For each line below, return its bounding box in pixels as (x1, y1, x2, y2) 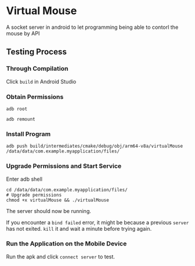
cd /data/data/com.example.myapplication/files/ (6, 187, 128, 192)
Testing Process (6, 47, 67, 57)
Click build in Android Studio (6, 78, 77, 85)
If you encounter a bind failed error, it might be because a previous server (6, 219, 189, 226)
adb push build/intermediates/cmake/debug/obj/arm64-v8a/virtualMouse (6, 143, 183, 149)
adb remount (6, 116, 35, 122)
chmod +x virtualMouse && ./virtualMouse (6, 197, 110, 203)
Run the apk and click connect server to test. (6, 253, 115, 260)
